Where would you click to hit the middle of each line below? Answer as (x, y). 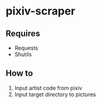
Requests (26, 48)
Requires (23, 34)
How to (19, 73)
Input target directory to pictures (55, 94)
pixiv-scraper (41, 11)
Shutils (23, 54)
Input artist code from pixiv (48, 88)
